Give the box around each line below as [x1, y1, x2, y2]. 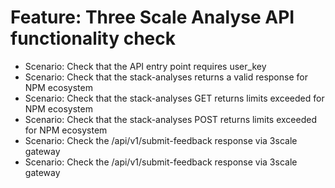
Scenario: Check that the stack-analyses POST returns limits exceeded [24, 113, 317, 125]
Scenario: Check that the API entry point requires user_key [24, 60, 267, 72]
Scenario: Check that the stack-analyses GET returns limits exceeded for [24, 92, 325, 104]
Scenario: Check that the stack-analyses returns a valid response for [24, 71, 308, 83]
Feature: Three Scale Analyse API [10, 6, 295, 29]
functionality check [10, 27, 177, 50]
